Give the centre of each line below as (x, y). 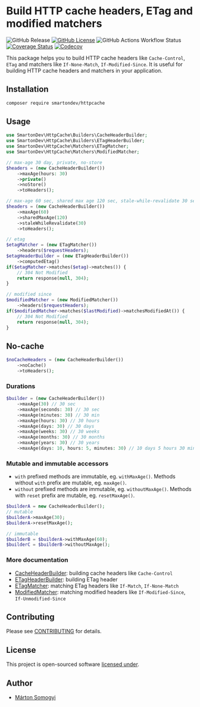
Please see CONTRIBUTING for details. (54, 631)
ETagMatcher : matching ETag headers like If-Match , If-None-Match (97, 586)
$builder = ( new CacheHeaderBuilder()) (56, 399)
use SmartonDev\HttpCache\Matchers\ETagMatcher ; (68, 146)
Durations (21, 386)
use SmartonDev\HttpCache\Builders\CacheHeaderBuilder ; (77, 135)
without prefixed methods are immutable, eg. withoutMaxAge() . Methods (103, 489)
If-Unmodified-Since (40, 599)
